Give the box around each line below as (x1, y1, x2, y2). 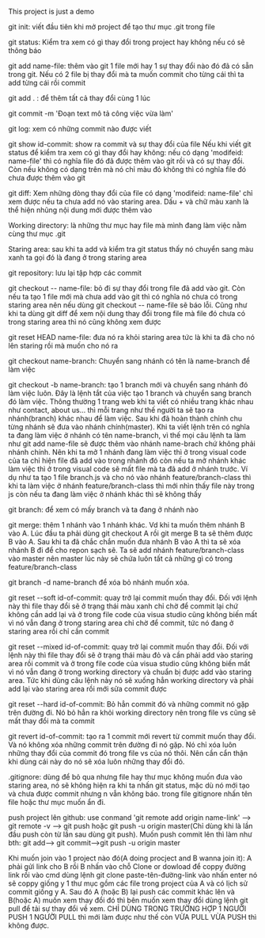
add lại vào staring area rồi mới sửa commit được (8, 684, 168, 693)
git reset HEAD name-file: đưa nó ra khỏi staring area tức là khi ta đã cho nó (8, 333, 256, 341)
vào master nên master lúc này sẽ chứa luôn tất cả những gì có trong (8, 554, 233, 563)
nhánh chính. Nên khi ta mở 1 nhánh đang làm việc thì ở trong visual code (8, 448, 247, 456)
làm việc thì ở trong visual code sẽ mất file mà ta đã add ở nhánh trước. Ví (8, 464, 248, 474)
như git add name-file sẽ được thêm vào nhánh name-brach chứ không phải (8, 439, 256, 448)
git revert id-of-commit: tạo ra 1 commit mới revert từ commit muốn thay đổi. (8, 732, 256, 741)
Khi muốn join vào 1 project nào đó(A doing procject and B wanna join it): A (8, 853, 252, 863)
